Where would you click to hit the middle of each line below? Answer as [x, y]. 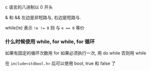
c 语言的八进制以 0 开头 [29, 7]
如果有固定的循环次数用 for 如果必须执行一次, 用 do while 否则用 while [76, 53]
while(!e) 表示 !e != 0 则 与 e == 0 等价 [45, 28]
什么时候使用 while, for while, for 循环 [50, 41]
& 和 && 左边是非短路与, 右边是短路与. [43, 18]
